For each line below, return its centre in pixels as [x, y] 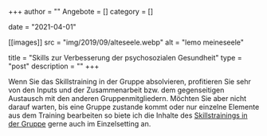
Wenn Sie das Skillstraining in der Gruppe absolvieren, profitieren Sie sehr [130, 82]
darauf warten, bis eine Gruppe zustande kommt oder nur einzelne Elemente [134, 107]
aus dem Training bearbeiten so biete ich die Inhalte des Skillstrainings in [128, 115]
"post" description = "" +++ [54, 66]
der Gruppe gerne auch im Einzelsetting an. [80, 124]
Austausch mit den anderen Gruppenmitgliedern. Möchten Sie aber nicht [128, 98]
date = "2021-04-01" [43, 27]
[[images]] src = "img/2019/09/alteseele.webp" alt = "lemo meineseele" [126, 42]
